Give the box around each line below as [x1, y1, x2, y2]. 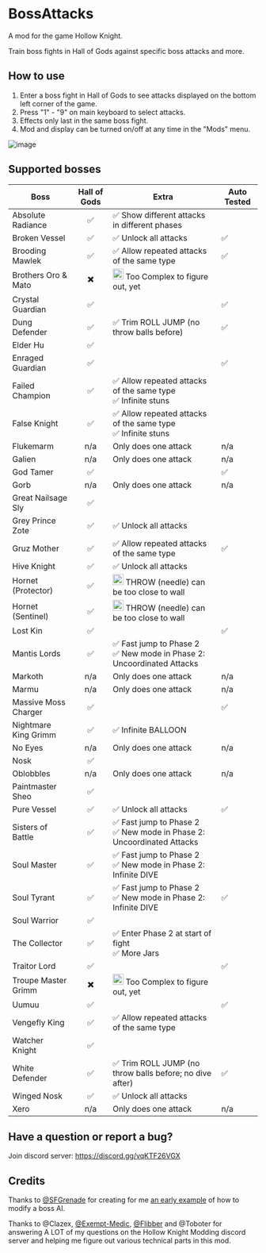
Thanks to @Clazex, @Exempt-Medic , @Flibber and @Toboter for [8, 1219, 222, 1228]
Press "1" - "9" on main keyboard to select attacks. [19, 107, 186, 117]
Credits [8, 1174, 46, 1187]
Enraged [12, 352, 44, 363]
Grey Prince [12, 515, 57, 526]
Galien [12, 453, 36, 464]
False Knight [12, 417, 59, 429]
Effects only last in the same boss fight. [19, 116, 149, 125]
